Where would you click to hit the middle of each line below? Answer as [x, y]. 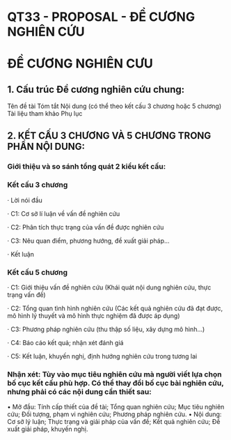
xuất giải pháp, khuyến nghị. [48, 429]
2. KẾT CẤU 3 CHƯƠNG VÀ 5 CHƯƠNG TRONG [109, 136]
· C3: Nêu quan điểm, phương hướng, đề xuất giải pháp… [88, 241]
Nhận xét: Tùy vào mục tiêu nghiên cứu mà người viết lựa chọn [114, 374]
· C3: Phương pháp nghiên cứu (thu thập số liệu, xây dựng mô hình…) [106, 329]
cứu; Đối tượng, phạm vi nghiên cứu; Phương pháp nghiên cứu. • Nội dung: [114, 414]
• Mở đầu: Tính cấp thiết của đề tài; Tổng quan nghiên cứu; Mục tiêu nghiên [116, 407]
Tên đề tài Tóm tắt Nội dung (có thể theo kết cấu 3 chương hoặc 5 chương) [114, 106]
